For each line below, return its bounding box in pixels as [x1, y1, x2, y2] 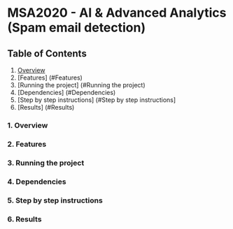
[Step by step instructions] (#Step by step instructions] [17, 96, 176, 104]
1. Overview [7, 120, 48, 130]
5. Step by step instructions [7, 195, 103, 205]
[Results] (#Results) [17, 103, 75, 111]
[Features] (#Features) [17, 73, 83, 82]
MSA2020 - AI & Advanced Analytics [7, 5, 227, 21]
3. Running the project [7, 158, 85, 168]
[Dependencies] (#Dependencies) [17, 89, 116, 96]
